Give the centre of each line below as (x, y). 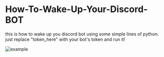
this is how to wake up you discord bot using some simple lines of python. (82, 34)
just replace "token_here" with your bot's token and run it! (65, 39)
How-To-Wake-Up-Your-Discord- (76, 9)
